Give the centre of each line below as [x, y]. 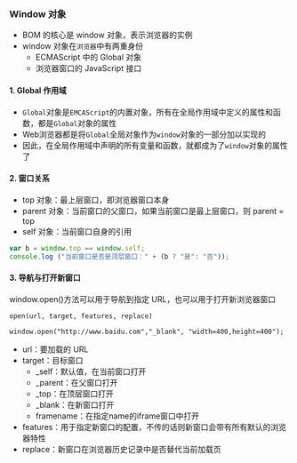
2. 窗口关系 [30, 179]
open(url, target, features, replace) [81, 316]
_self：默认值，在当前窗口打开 [91, 371]
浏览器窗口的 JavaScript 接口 [88, 68]
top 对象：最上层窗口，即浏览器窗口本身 [96, 200]
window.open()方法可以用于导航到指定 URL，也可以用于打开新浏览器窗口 [143, 299]
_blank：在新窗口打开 [75, 404]
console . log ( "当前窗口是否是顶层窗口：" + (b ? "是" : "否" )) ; [119, 256]
